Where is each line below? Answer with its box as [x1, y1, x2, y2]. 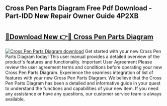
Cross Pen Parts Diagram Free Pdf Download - [5, 4, 152, 12]
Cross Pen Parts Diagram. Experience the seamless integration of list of [5, 69, 153, 75]
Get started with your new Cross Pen [85, 48, 161, 54]
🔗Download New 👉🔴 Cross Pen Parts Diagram [5, 32, 153, 41]
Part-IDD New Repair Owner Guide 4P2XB [5, 12, 139, 20]
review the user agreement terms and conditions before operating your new [5, 64, 162, 70]
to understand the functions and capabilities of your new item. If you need [5, 85, 159, 91]
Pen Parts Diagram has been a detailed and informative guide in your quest [5, 80, 161, 86]
